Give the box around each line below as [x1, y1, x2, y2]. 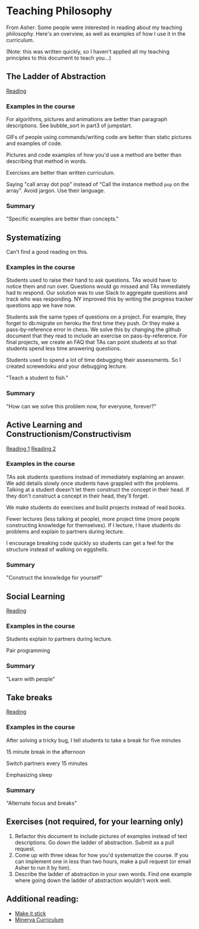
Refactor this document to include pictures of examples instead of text [14, 832, 187, 839]
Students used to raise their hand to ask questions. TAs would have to [6, 276, 177, 284]
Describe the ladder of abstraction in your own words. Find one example [14, 870, 192, 877]
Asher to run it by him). [14, 864, 71, 871]
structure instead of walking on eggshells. [6, 546, 109, 553]
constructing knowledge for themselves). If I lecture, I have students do [6, 521, 181, 528]
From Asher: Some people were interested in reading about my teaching [6, 24, 182, 31]
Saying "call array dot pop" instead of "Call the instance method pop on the [6, 181, 189, 188]
